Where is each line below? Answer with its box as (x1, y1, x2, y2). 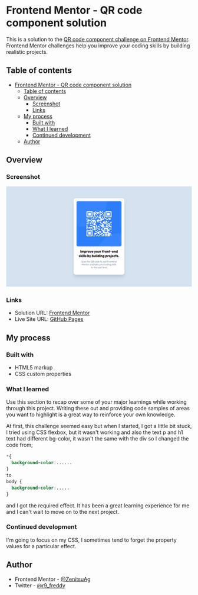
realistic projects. (6, 48, 48, 55)
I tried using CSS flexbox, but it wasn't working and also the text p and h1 (6, 429, 183, 436)
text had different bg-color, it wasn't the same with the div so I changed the (6, 435, 189, 442)
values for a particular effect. (6, 542, 77, 549)
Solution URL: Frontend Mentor (14, 309, 90, 317)
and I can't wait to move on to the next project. (6, 508, 120, 515)
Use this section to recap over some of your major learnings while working (6, 398, 187, 406)
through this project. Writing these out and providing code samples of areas (6, 405, 190, 412)
